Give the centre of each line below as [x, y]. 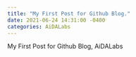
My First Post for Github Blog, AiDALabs [65, 47]
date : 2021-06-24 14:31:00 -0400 [56, 20]
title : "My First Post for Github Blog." [69, 14]
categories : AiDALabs [39, 26]
